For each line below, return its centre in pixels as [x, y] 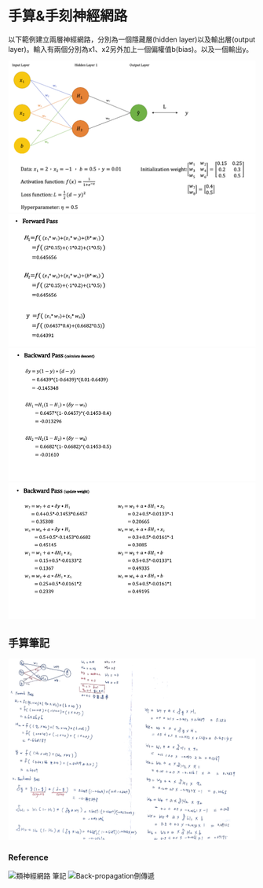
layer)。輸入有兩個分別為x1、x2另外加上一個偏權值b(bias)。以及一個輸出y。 [131, 49]
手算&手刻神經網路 [68, 16]
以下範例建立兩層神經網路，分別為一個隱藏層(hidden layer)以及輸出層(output [132, 39]
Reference [28, 857]
